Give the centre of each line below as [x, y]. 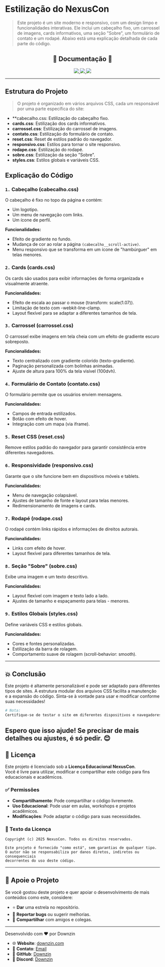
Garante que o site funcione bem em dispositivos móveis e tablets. [72, 476]
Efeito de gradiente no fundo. [42, 239]
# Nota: [13, 711]
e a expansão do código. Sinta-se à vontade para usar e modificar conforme [82, 696]
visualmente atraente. [27, 283]
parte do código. [34, 43]
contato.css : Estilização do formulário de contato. [63, 134]
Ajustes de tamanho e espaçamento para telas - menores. [71, 601]
